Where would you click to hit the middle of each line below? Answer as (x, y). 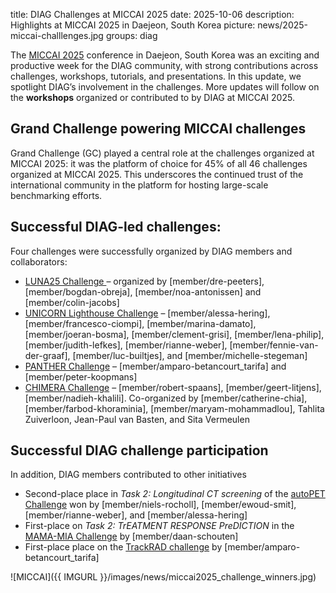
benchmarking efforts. (56, 195)
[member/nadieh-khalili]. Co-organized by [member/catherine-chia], (166, 398)
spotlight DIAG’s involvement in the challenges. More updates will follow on (165, 87)
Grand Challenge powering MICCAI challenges (158, 129)
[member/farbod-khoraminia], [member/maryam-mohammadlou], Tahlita (174, 408)
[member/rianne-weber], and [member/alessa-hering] (136, 515)
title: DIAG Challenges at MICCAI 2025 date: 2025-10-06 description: (152, 14)
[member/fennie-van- (274, 345)
